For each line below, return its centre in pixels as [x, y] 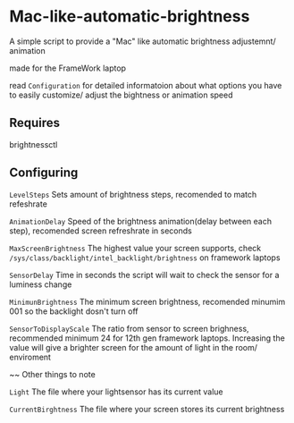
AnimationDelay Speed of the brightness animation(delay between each [141, 221]
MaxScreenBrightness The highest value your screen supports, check [135, 248]
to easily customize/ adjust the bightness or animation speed [122, 95]
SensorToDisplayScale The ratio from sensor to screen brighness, [129, 328]
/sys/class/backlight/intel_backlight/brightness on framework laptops [145, 258]
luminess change [41, 284]
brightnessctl [34, 144]
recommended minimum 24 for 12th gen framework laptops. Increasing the [147, 338]
